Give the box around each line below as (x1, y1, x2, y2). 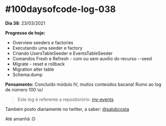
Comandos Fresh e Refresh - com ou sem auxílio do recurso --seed (12, 55, 152, 61)
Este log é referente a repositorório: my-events (17, 96, 114, 102)
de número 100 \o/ (5, 86, 43, 92)
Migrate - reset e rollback (12, 61, 65, 67)
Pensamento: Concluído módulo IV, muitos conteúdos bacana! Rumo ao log (5, 81, 161, 87)
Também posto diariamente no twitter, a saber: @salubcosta (5, 106, 129, 112)
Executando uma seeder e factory (12, 45, 82, 51)
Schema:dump (12, 71, 43, 77)
